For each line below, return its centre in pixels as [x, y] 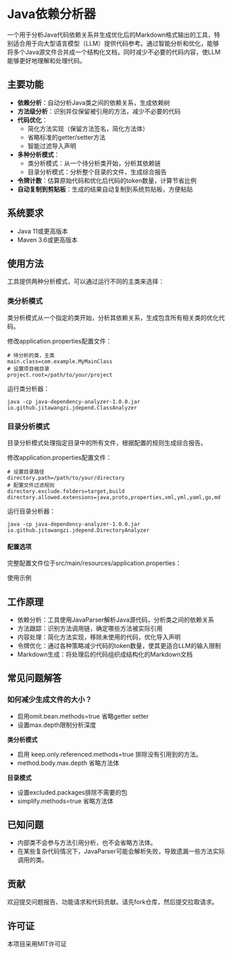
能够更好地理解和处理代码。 [47, 60]
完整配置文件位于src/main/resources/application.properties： [94, 563]
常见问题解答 [35, 678]
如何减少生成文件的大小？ [50, 700]
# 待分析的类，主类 [31, 355]
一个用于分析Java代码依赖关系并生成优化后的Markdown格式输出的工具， [111, 35]
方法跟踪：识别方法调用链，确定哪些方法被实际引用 [90, 628]
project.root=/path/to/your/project [60, 375]
